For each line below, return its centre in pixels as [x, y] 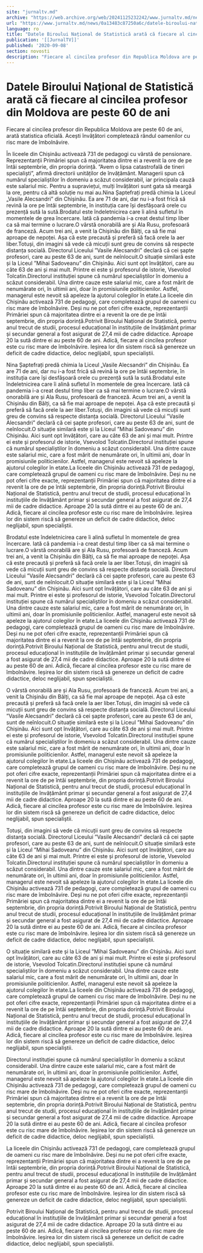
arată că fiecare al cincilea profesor [97, 99]
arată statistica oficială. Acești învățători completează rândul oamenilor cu [98, 135]
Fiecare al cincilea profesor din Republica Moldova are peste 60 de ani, [95, 129]
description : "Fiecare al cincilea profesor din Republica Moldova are [98, 57]
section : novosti [28, 51]
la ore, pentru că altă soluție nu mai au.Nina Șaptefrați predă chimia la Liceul [101, 192]
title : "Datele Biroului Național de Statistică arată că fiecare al [96, 34]
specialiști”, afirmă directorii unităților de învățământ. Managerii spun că [95, 173]
